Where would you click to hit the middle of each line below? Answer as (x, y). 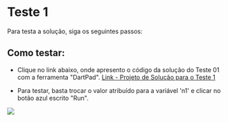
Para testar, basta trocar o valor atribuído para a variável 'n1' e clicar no (119, 90)
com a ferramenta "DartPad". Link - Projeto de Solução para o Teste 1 (116, 77)
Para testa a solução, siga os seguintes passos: (75, 31)
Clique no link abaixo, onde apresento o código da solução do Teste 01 (118, 69)
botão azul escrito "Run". (53, 98)
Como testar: (36, 53)
